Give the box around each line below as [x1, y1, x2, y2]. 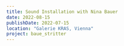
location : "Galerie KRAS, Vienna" [6, 25, 94, 32]
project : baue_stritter [6, 31, 67, 37]
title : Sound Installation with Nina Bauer [6, 8, 119, 15]
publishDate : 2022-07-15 [6, 20, 69, 26]
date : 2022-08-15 [6, 14, 50, 20]
